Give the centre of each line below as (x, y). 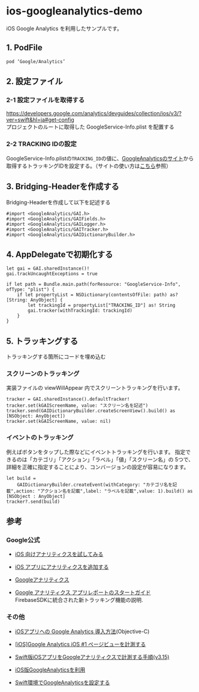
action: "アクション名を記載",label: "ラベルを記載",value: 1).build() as (104, 491)
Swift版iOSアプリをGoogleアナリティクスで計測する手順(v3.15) (92, 657)
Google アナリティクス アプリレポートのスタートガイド (83, 592)
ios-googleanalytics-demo (74, 11)
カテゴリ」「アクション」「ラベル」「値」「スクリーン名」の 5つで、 (113, 459)
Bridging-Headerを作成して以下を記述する (58, 202)
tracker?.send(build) (33, 502)
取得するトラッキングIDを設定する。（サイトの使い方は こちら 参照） (89, 166)
